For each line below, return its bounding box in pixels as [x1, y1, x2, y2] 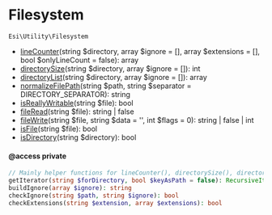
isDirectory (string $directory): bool [19, 132, 137, 142]
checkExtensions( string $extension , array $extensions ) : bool [8, 199, 223, 207]
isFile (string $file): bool [19, 124, 98, 133]
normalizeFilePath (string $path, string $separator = [19, 81, 192, 91]
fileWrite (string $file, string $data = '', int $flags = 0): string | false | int [19, 115, 254, 124]
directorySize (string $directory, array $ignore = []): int [19, 63, 201, 74]
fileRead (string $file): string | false [19, 107, 135, 116]
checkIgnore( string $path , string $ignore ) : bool [8, 192, 180, 200]
